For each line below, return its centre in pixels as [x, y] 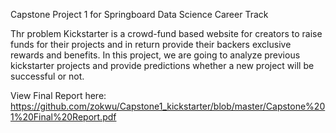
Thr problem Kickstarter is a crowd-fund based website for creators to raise [166, 33]
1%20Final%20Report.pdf [63, 117]
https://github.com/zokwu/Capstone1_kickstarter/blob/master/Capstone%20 [168, 106]
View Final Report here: [58, 95]
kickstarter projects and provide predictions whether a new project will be [162, 65]
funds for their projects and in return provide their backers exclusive [151, 44]
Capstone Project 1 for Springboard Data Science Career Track [139, 14]
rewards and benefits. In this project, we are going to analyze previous [155, 55]
